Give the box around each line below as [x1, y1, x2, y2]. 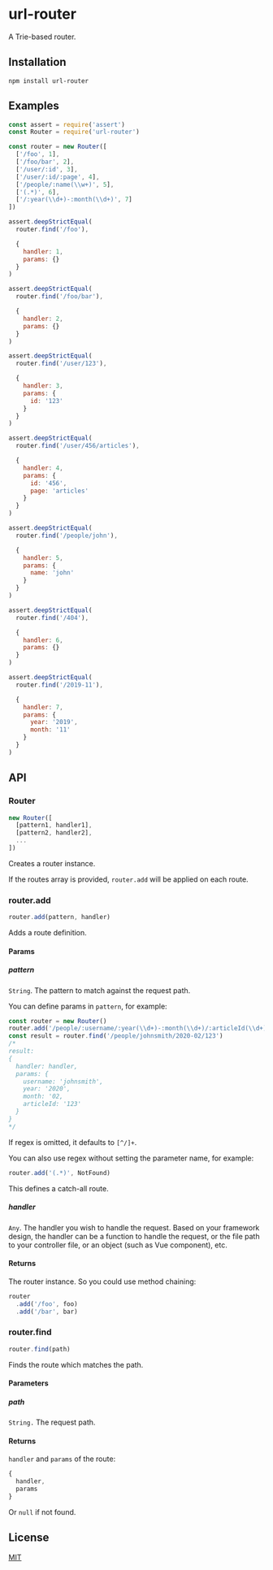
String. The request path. [8, 1417, 96, 1427]
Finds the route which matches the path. [8, 1360, 144, 1369]
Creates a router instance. [8, 858, 96, 868]
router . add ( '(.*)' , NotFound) [8, 1169, 111, 1177]
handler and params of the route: [8, 1454, 116, 1464]
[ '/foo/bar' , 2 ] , [15, 158, 75, 167]
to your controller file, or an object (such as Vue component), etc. [8, 1240, 227, 1250]
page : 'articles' [29, 487, 89, 495]
